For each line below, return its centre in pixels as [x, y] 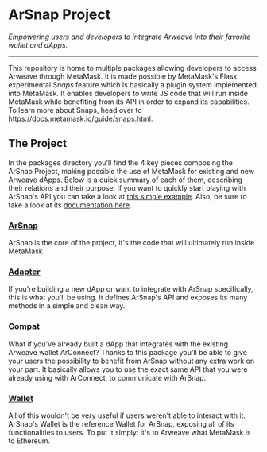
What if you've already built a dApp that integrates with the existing [118, 344]
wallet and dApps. [38, 44]
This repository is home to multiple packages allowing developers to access [132, 68]
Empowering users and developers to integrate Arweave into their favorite [130, 37]
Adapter [25, 272]
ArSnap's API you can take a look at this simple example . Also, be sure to [128, 196]
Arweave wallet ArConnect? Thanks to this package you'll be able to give [128, 352]
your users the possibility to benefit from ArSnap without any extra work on [132, 361]
